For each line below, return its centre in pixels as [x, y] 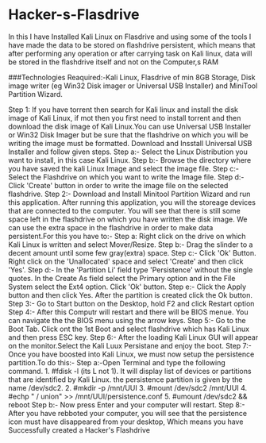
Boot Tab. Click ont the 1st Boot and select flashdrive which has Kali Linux [129, 329]
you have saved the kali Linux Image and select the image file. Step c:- [124, 168]
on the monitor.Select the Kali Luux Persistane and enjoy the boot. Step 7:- [130, 345]
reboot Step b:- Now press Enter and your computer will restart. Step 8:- [127, 404]
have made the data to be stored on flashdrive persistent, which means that [132, 44]
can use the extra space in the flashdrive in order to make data [111, 227]
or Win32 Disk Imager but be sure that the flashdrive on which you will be [128, 135]
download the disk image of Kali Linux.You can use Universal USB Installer [130, 126]
